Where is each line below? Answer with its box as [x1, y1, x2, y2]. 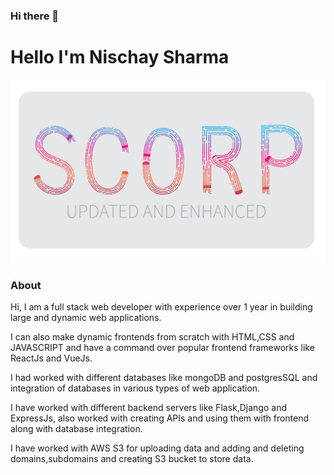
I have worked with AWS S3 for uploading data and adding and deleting [10, 442, 305, 454]
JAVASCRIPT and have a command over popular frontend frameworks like [10, 342, 315, 353]
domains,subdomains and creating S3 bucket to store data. [10, 453, 254, 464]
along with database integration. [10, 423, 143, 434]
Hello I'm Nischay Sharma [10, 46, 230, 69]
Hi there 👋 [10, 9, 60, 23]
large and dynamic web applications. [10, 312, 162, 323]
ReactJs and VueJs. [10, 352, 93, 364]
